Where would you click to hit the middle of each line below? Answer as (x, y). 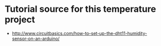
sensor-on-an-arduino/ (36, 39)
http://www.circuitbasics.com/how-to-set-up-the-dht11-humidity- (79, 33)
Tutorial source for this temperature (80, 9)
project (20, 20)
